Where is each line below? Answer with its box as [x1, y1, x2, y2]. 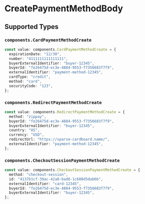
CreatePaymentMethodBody [4, 3, 123, 14]
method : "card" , [9, 79, 42, 84]
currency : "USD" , [9, 132, 44, 137]
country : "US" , [9, 128, 40, 133]
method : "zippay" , [9, 114, 47, 119]
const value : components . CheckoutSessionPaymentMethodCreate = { [4, 168, 140, 173]
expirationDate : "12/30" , [9, 51, 62, 56]
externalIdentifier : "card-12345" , [9, 181, 82, 186]
